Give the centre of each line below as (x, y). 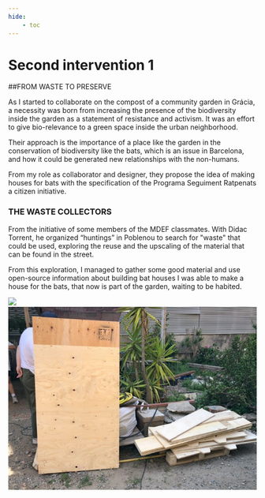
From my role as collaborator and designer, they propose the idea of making (131, 174)
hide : (17, 17)
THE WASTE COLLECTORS (60, 212)
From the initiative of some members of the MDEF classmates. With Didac (128, 229)
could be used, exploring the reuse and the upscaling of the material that (126, 245)
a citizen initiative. (37, 191)
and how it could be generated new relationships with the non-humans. (124, 159)
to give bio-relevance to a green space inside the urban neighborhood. (123, 127)
